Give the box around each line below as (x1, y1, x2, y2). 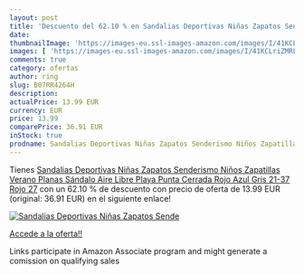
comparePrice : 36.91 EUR (9, 123, 103, 132)
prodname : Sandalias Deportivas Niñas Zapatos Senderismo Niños (9, 139, 257, 148)
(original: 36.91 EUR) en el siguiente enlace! (9, 193, 172, 204)
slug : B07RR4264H (9, 81, 75, 90)
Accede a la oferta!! (9, 228, 83, 239)
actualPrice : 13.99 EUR (9, 97, 100, 107)
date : (9, 30, 30, 39)
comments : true (9, 55, 67, 64)
